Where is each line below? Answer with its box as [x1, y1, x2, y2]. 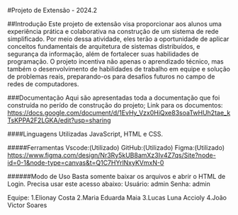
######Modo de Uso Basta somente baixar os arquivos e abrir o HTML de [7, 173, 226, 180]
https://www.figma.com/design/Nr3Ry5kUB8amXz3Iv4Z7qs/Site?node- [7, 151, 216, 159]
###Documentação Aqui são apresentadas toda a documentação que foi [7, 93, 220, 102]
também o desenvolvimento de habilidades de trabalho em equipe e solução [7, 65, 230, 73]
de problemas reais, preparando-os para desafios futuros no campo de [7, 72, 215, 81]
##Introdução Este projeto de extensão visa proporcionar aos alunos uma [7, 20, 222, 28]
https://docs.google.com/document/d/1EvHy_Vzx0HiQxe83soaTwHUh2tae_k [7, 109, 231, 117]
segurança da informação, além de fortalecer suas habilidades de [7, 50, 200, 58]
